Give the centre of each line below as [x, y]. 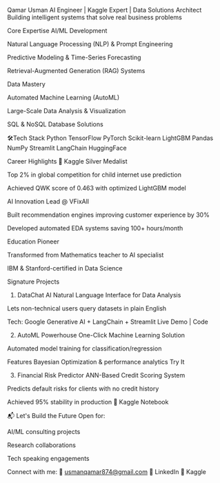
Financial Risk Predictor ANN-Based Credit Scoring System [101, 375]
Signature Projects [33, 282]
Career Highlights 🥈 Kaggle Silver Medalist [67, 161]
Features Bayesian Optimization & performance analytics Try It [96, 362]
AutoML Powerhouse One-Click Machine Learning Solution [101, 335]
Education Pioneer [33, 241]
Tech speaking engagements [48, 459]
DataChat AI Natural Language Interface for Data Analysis [99, 295]
